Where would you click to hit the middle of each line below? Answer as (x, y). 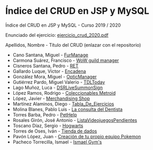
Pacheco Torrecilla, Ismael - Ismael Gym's (57, 142)
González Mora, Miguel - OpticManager (55, 76)
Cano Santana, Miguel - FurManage (50, 55)
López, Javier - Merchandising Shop (51, 98)
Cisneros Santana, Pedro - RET (45, 66)
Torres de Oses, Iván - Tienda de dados (55, 131)
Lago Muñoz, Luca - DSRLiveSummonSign (58, 88)
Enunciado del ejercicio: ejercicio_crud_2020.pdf (57, 35)
